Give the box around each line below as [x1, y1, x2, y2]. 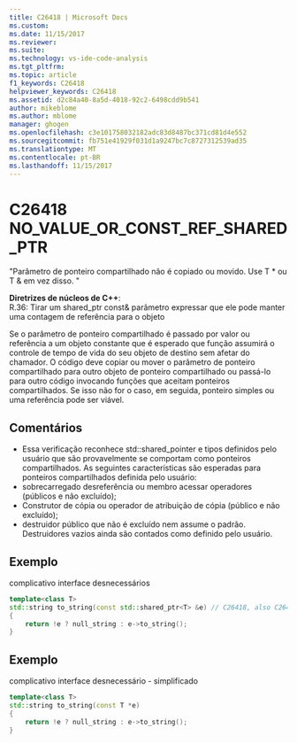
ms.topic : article [9, 71, 77, 80]
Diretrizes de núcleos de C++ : [9, 293, 121, 304]
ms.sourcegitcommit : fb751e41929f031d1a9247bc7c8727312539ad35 [9, 136, 247, 145]
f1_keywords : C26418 [9, 79, 86, 88]
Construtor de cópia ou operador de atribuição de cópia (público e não [21, 500, 280, 511]
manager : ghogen [9, 120, 69, 129]
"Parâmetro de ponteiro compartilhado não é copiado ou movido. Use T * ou [9, 267, 287, 277]
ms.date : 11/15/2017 [9, 29, 86, 38]
